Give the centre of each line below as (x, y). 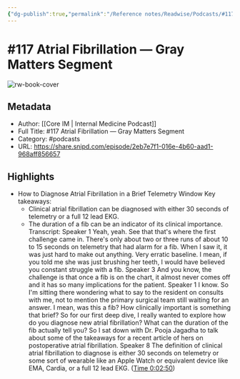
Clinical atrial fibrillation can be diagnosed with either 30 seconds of (129, 209)
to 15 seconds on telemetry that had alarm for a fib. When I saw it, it (128, 247)
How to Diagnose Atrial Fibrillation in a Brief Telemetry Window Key (116, 194)
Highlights (31, 177)
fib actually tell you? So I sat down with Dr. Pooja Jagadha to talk (124, 330)
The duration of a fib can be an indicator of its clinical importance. (126, 224)
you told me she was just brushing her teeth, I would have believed (126, 262)
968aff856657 (39, 154)
